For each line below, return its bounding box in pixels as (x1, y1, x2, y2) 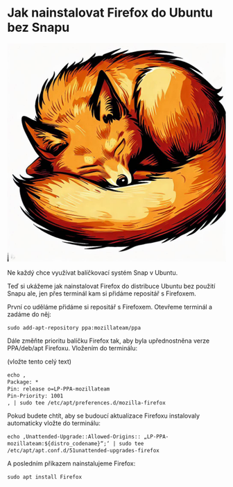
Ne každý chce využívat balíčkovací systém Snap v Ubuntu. (7, 268, 178, 277)
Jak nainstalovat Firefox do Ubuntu (7, 5, 214, 21)
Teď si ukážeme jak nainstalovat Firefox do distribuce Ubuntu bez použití (7, 282, 216, 290)
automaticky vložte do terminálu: (7, 418, 101, 427)
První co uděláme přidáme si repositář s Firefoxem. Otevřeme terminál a (7, 302, 213, 311)
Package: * (7, 378, 39, 386)
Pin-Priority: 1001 (7, 392, 64, 400)
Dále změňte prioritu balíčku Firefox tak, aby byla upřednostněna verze (7, 336, 210, 345)
